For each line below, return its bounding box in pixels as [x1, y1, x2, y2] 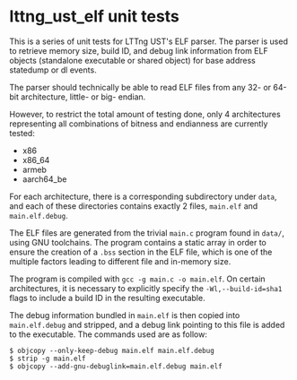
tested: [9, 127, 36, 138]
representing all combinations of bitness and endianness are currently [9, 118, 268, 129]
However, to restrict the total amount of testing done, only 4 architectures [9, 108, 281, 119]
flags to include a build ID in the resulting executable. [9, 292, 205, 303]
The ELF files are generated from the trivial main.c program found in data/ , [9, 227, 284, 238]
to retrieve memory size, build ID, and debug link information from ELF [9, 45, 268, 56]
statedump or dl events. [9, 65, 97, 75]
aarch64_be [22, 173, 67, 185]
